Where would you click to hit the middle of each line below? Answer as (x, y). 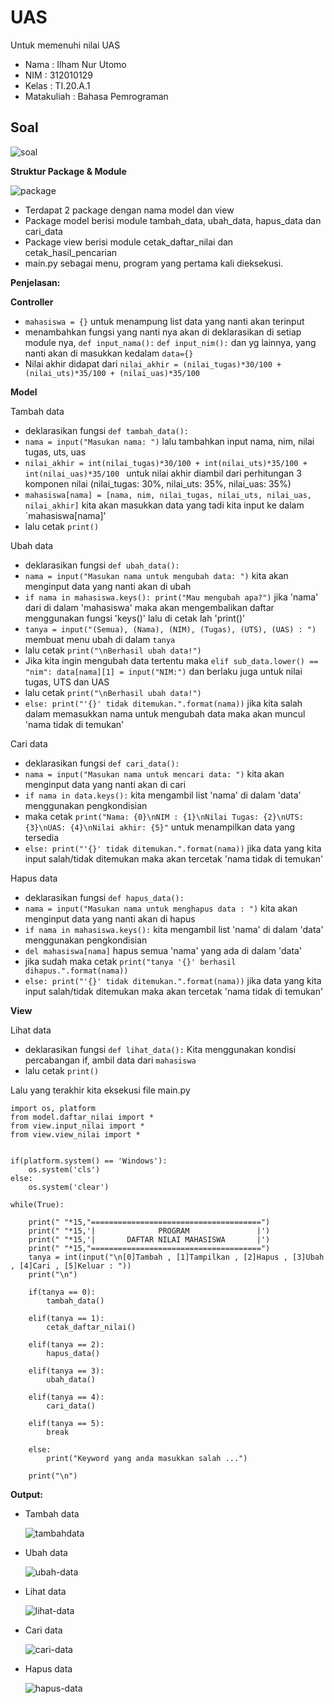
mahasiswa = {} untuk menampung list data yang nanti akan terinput (164, 321)
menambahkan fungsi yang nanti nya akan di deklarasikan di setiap (163, 332)
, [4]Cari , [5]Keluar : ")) (71, 1266)
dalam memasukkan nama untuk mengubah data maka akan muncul (165, 713)
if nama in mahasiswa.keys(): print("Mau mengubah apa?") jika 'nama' (171, 597)
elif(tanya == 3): (66, 1371)
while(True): (37, 1204)
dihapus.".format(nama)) (76, 971)
